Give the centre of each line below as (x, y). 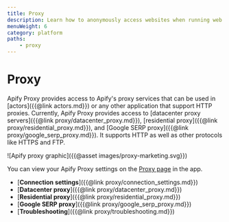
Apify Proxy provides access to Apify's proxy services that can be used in (111, 98)
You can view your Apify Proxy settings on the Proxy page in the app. (105, 168)
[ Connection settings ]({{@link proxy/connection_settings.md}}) (108, 182)
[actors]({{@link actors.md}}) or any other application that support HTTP (110, 106)
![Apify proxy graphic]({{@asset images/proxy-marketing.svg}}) (97, 155)
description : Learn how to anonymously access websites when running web (115, 20)
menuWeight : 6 (27, 26)
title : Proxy (26, 13)
